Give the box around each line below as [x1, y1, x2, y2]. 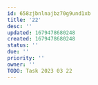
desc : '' [7, 23, 32, 29]
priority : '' [7, 55, 45, 62]
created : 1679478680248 [7, 36, 76, 42]
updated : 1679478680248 [7, 29, 76, 36]
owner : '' [7, 61, 36, 68]
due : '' [7, 49, 30, 56]
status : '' [7, 42, 39, 49]
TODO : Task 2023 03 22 [7, 67, 72, 74]
